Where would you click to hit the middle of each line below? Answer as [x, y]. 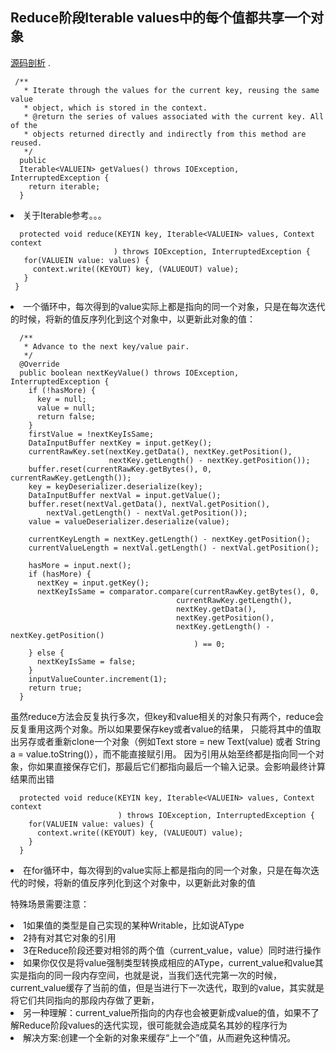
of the [24, 125]
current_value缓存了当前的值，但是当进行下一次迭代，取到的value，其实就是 [167, 987]
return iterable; [64, 186]
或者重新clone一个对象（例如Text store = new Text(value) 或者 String [178, 741]
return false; [66, 416]
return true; [55, 688]
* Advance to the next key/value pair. [106, 346]
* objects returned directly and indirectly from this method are [165, 134]
